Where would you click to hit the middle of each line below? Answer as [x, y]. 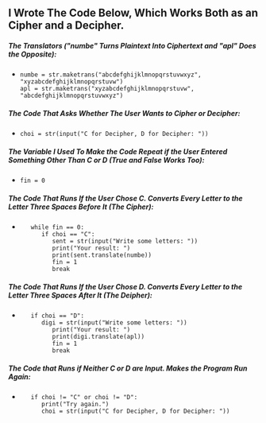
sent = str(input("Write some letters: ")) [125, 242]
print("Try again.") [75, 405]
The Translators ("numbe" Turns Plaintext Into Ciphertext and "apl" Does [132, 45]
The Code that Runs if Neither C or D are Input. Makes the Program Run [128, 368]
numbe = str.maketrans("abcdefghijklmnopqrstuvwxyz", [110, 75]
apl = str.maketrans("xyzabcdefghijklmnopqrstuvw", [107, 89]
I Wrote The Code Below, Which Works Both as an [133, 13]
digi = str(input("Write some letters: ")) [114, 323]
